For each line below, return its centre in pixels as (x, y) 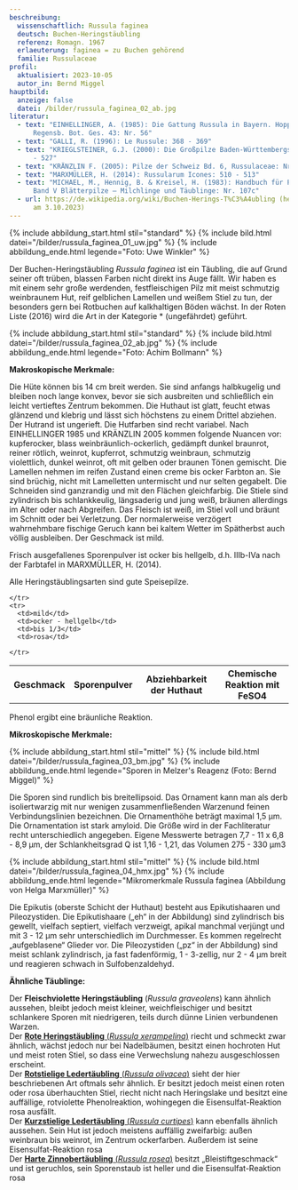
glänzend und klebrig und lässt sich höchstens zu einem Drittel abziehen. (143, 415)
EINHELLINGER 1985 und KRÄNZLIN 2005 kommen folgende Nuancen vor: (145, 434)
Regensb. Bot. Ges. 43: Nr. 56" (92, 133)
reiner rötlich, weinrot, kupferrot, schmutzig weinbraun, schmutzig (130, 452)
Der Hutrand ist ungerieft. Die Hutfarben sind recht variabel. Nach (129, 424)
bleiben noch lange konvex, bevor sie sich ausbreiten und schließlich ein (141, 395)
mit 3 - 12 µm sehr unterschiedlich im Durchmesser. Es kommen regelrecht (145, 936)
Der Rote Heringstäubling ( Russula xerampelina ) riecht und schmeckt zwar (148, 1036)
